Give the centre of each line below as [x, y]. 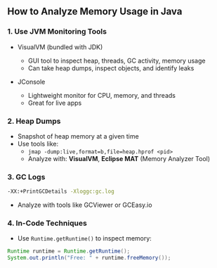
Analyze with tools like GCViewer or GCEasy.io [85, 205]
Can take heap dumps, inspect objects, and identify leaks [111, 68]
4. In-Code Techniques [47, 223]
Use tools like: [38, 143]
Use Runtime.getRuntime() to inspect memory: [85, 238]
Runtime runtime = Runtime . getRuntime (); [69, 251]
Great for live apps [55, 103]
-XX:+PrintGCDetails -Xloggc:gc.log [61, 192]
